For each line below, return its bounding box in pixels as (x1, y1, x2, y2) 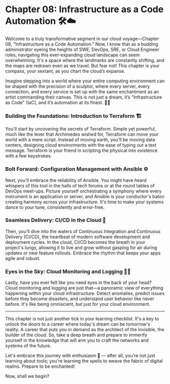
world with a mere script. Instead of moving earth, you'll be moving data (5, 137, 155, 143)
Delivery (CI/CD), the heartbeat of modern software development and (5, 234, 150, 240)
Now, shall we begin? (5, 373, 50, 379)
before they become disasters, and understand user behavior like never (5, 296, 154, 302)
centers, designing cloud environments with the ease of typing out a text (5, 142, 157, 148)
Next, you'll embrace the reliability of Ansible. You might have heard (5, 177, 147, 183)
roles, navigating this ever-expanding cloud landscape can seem (5, 52, 140, 58)
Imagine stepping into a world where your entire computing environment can (5, 78, 165, 84)
